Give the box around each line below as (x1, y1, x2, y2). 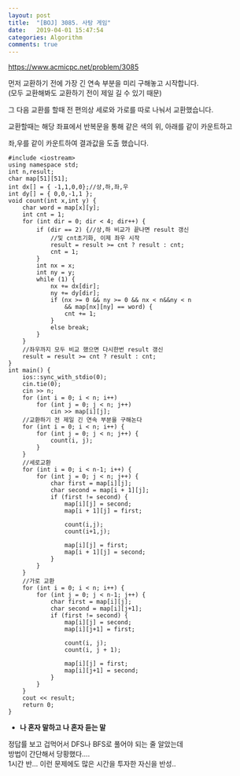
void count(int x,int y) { (8, 197, 97, 205)
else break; (50, 324, 90, 332)
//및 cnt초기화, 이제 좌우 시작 (50, 234, 140, 242)
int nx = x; (36, 262, 76, 270)
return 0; (22, 701, 55, 709)
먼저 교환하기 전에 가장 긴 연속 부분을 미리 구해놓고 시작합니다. (8, 79, 199, 88)
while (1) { (36, 276, 76, 284)
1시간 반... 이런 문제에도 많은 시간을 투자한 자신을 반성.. (8, 759, 176, 769)
